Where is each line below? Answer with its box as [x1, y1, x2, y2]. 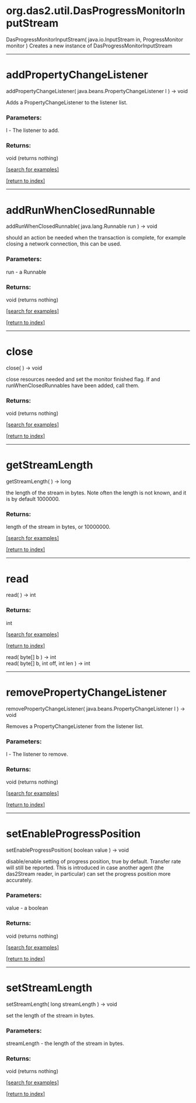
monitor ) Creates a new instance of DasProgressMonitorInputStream [6, 42, 173, 49]
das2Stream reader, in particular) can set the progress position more [6, 870, 171, 877]
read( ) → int [6, 592, 36, 599]
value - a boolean [6, 904, 48, 911]
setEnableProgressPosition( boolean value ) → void [6, 846, 129, 853]
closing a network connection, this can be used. [6, 240, 121, 247]
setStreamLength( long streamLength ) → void [6, 1000, 118, 1008]
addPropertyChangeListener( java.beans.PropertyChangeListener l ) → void [6, 87, 188, 94]
